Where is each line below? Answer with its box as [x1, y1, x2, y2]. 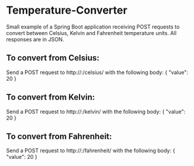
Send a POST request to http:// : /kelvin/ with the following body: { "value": [6, 108, 186, 115]
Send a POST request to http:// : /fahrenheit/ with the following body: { [6, 147, 176, 154]
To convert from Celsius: [6, 53, 100, 63]
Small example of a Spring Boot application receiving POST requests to [6, 23, 180, 30]
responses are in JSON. [6, 36, 64, 43]
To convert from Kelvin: [6, 92, 95, 103]
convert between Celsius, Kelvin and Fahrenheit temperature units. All [6, 29, 177, 36]
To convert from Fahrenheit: [6, 131, 112, 141]
